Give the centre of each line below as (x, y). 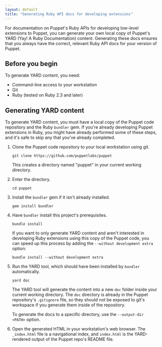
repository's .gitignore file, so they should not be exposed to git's (78, 300)
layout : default (21, 9)
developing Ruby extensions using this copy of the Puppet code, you (81, 238)
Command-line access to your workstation (54, 85)
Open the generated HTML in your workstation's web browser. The (79, 329)
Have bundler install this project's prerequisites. (59, 215)
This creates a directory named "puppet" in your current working (77, 165)
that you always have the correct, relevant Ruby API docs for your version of (81, 43)
